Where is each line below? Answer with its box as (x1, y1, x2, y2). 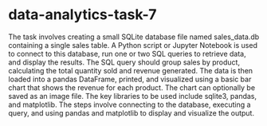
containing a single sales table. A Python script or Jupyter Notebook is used (8, 40, 257, 49)
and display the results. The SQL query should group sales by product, (8, 57, 241, 67)
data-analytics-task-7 (8, 6, 157, 24)
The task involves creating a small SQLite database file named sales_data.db (8, 32, 260, 41)
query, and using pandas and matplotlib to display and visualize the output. (8, 108, 255, 117)
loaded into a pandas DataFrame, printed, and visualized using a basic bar (8, 74, 252, 84)
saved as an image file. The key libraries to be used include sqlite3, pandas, (8, 91, 257, 100)
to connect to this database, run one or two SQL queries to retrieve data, (8, 49, 246, 58)
